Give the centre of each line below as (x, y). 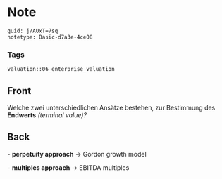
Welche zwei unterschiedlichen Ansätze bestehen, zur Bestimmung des (111, 108)
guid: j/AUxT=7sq (33, 31)
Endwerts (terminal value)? (47, 115)
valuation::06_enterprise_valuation (61, 69)
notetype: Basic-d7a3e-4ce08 (50, 37)
